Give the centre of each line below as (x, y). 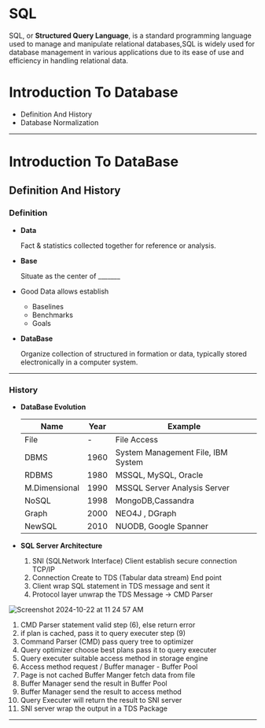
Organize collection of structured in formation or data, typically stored (133, 353)
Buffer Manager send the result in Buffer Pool (94, 684)
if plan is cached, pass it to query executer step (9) (103, 634)
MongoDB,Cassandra (155, 501)
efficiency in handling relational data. (69, 61)
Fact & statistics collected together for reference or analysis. (118, 246)
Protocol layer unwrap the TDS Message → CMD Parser (122, 594)
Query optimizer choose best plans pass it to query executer (118, 650)
